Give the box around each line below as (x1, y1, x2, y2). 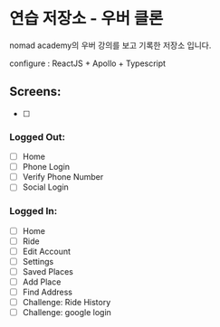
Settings (22, 256, 54, 266)
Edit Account (22, 246, 71, 257)
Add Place (22, 276, 62, 287)
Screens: (9, 84, 62, 99)
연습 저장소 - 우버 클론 (9, 8, 164, 29)
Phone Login (22, 162, 71, 173)
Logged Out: (9, 130, 66, 143)
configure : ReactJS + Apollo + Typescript (9, 58, 166, 69)
